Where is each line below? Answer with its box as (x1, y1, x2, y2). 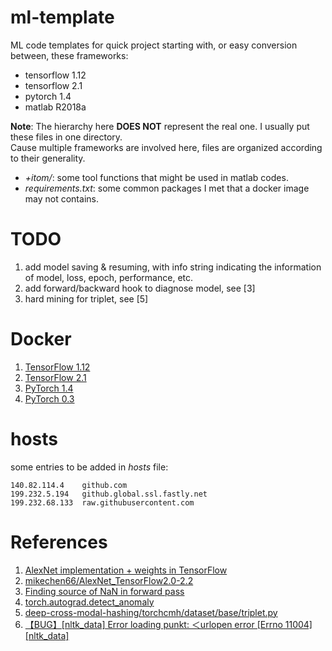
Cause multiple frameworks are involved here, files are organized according (10, 141, 323, 153)
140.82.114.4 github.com (10, 480, 128, 490)
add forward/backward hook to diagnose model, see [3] (24, 282, 256, 294)
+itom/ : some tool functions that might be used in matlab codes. (24, 171, 289, 183)
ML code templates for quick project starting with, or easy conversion (10, 39, 298, 51)
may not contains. (24, 192, 99, 205)
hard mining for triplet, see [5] (24, 292, 149, 305)
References (10, 531, 108, 553)
